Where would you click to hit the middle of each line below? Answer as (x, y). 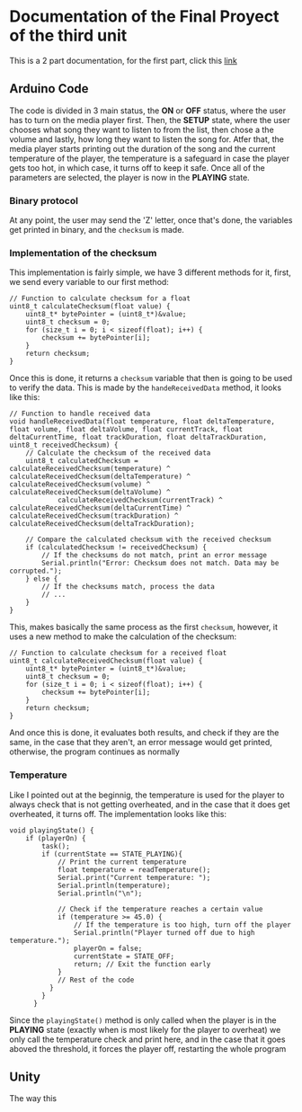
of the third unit (68, 36)
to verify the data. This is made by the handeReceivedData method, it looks (145, 387)
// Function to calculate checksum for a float (100, 298)
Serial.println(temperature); (114, 885)
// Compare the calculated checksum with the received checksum (148, 540)
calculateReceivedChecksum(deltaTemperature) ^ (100, 477)
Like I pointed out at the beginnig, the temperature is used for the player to (147, 795)
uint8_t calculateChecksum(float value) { (90, 307)
